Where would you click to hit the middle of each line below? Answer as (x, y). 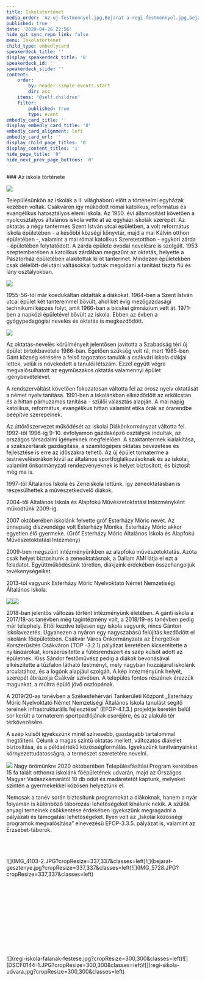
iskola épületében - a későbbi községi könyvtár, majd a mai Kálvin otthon (98, 233)
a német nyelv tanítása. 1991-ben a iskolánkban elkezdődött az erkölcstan (99, 395)
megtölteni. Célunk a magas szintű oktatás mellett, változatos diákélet (94, 741)
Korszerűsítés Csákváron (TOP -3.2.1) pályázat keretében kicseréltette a (97, 645)
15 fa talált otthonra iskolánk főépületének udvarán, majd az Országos (94, 773)
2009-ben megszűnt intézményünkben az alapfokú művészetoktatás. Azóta (102, 552)
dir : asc (39, 92)
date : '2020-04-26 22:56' (39, 29)
